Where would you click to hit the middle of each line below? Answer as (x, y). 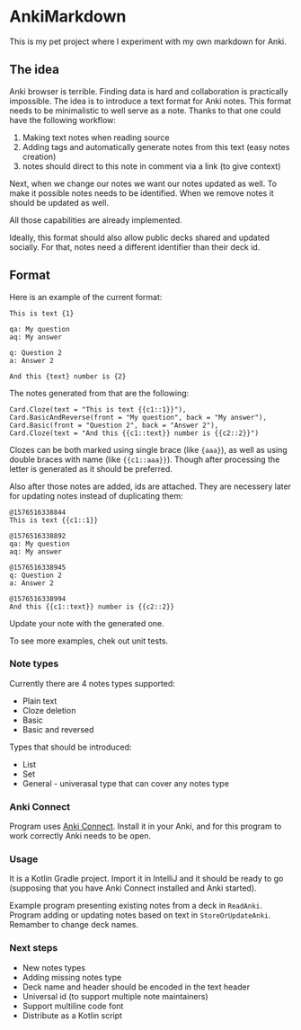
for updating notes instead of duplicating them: (96, 495)
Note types (34, 664)
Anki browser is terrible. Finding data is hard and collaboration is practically (149, 91)
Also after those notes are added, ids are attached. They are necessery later (150, 486)
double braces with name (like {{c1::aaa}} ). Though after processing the (145, 459)
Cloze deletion (49, 710)
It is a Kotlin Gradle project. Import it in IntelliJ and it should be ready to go (146, 879)
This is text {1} (42, 313)
